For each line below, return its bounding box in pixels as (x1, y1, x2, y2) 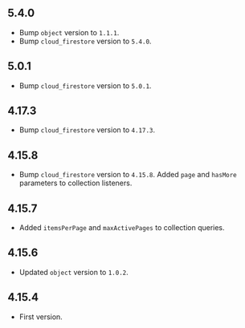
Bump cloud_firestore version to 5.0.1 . (18, 80, 152, 91)
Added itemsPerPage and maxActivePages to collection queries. (18, 223, 226, 233)
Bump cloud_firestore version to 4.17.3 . (18, 125, 156, 135)
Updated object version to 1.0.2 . (18, 267, 129, 277)
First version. (18, 312, 63, 322)
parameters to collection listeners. (18, 178, 133, 188)
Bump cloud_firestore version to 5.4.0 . (18, 36, 152, 46)
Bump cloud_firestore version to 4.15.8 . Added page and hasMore (18, 170, 238, 180)
